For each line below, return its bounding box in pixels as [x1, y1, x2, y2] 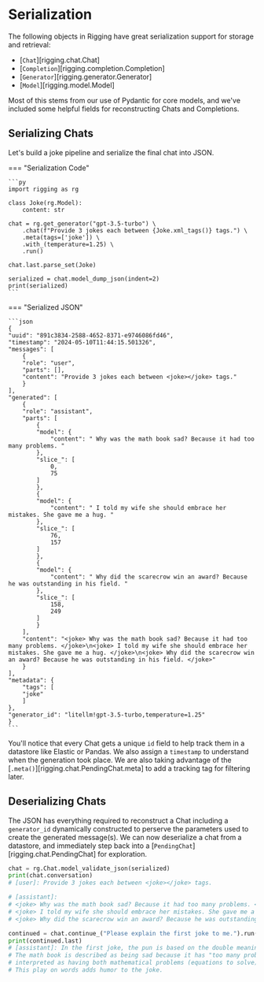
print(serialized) [8, 281, 68, 289]
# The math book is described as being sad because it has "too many [8, 951, 241, 959]
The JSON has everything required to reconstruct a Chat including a [8, 816, 229, 825]
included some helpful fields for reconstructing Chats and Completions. [8, 104, 240, 113]
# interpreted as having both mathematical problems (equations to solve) [8, 959, 258, 967]
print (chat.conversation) [8, 872, 93, 880]
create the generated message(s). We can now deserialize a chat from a [8, 832, 242, 842]
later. [8, 772, 25, 781]
